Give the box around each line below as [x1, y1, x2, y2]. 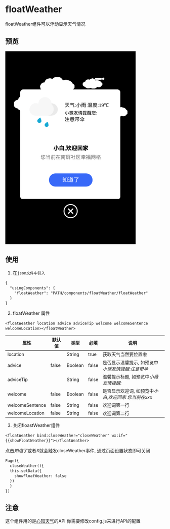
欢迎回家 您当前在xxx [108, 394, 153, 400]
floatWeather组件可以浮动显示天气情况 [5, 21, 86, 27]
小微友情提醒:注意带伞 [102, 365, 148, 372]
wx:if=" [111, 433, 128, 438]
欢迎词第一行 [102, 402, 130, 408]
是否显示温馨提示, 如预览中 [102, 359, 158, 365]
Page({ [5, 458, 19, 463]
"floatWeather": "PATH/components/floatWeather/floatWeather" [14, 291, 148, 296]
